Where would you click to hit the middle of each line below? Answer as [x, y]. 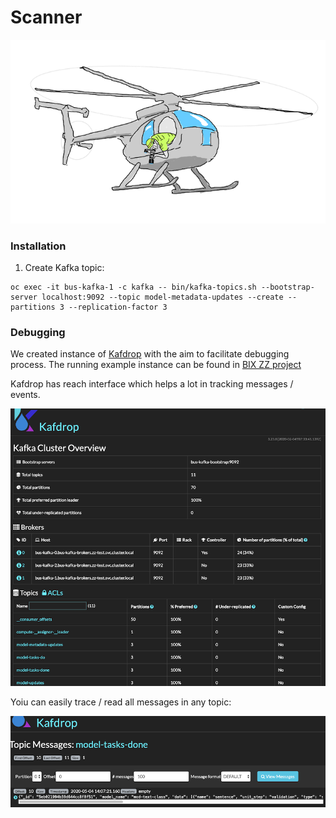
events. [25, 395]
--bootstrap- [287, 287]
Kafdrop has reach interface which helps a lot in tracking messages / [152, 384]
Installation [38, 246]
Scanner [46, 17]
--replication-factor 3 [118, 307]
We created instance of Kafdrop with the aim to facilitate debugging [150, 354]
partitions [33, 307]
